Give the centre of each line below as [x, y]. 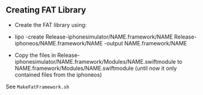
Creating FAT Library [46, 10]
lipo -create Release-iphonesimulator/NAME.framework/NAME [94, 37]
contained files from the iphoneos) [58, 74]
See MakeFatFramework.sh [38, 86]
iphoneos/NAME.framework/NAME [59, 43]
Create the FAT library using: [51, 25]
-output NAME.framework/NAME [146, 43]
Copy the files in [35, 55]
